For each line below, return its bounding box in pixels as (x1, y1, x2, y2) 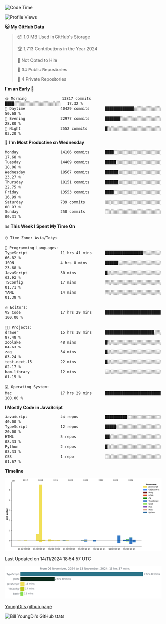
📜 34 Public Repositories (17, 67, 68, 72)
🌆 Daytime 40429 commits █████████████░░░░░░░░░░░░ (5, 106, 161, 111)
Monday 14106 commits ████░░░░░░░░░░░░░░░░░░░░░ (5, 150, 161, 155)
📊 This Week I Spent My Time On (5, 223, 75, 229)
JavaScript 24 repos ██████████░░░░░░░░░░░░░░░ (5, 415, 161, 419)
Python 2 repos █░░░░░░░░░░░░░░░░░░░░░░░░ (5, 444, 161, 449)
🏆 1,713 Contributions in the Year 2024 (17, 46, 98, 52)
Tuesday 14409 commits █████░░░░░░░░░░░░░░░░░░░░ (5, 160, 161, 165)
